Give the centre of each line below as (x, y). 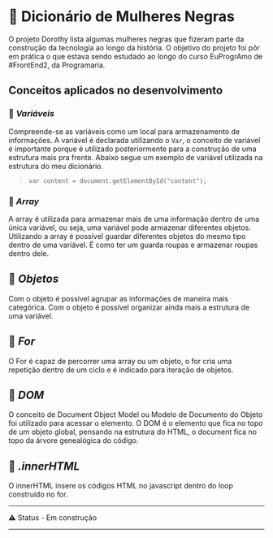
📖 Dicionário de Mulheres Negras (122, 17)
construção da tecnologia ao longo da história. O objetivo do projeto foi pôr (134, 47)
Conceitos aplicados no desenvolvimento (116, 91)
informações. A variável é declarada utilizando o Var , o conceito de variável (134, 140)
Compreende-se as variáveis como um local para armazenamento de (124, 131)
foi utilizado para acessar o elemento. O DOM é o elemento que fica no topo (136, 423)
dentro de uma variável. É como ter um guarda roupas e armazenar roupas (133, 245)
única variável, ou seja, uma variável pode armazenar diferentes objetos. (130, 228)
